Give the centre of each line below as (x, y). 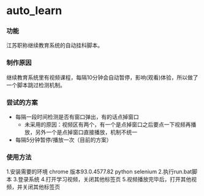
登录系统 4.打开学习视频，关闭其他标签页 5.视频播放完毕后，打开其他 (105, 179)
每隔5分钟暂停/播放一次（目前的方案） (63, 140)
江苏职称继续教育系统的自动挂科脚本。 (55, 45)
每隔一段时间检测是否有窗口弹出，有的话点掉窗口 (77, 117)
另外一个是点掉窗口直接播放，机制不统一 (86, 132)
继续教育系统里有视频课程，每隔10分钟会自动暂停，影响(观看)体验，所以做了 (102, 77)
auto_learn (34, 11)
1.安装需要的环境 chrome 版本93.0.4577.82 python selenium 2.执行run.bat (99, 171)
